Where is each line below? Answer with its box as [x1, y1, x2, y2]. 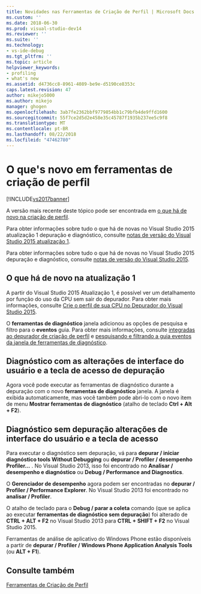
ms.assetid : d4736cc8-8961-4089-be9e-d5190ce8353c [6, 82, 136, 88]
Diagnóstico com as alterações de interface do [6, 356, 184, 366]
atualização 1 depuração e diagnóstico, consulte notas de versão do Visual [6, 231, 191, 239]
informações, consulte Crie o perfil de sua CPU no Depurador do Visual [6, 301, 183, 309]
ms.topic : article [6, 59, 52, 65]
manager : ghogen [6, 103, 47, 110]
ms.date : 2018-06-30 [6, 20, 58, 26]
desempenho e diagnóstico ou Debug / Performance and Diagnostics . [6, 469, 184, 476]
